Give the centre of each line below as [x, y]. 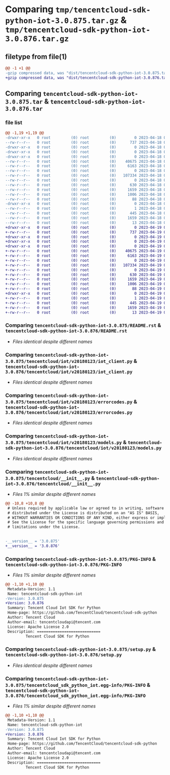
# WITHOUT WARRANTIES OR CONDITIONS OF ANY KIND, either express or [81, 518]
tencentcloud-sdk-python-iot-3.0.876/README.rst [66, 331]
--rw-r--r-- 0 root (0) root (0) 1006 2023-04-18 [83, 194]
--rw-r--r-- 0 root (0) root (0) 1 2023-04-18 [83, 209]
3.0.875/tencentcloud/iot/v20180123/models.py [64, 443]
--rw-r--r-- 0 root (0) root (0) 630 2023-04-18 [83, 185]
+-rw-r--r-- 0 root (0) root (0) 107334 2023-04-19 [83, 265]
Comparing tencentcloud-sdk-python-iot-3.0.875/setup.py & [80, 649]
